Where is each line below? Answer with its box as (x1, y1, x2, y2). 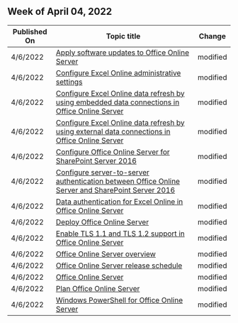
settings (55, 77, 83, 87)
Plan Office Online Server (55, 283, 140, 293)
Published (12, 26, 47, 36)
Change (198, 31, 227, 41)
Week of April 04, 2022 (7, 6, 112, 18)
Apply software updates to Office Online (55, 48, 190, 58)
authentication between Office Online (55, 176, 181, 186)
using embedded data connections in (55, 97, 180, 107)
